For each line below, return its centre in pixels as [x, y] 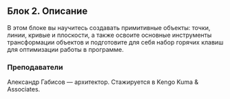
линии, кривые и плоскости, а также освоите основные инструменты [109, 35]
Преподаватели [35, 67]
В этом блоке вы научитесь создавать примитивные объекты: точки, [109, 27]
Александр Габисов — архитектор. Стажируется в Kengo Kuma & [103, 82]
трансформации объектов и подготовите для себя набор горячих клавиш [115, 42]
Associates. [24, 89]
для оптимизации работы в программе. [65, 49]
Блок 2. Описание [48, 11]
